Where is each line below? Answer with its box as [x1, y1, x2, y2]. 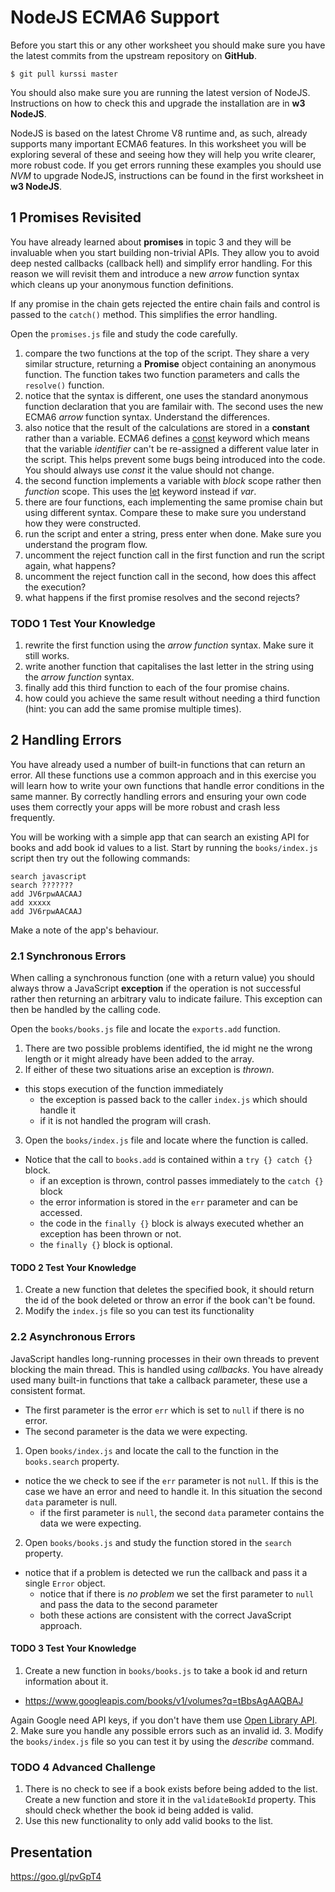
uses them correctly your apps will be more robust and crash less [10, 801, 281, 813]
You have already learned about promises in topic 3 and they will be [10, 236, 292, 248]
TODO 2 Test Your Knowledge [10, 1261, 137, 1273]
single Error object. [24, 1577, 106, 1589]
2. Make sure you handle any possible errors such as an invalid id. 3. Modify [10, 1724, 324, 1736]
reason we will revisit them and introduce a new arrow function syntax [10, 267, 300, 280]
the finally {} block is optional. [39, 1239, 173, 1251]
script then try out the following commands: [10, 852, 191, 864]
